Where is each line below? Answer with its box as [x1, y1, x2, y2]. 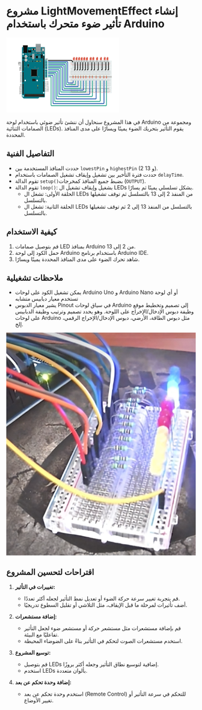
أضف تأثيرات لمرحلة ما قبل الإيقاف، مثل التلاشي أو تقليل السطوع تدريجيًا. [23, 601, 188, 608]
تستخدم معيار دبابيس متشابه [14, 295, 79, 302]
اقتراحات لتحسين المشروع [6, 567, 94, 578]
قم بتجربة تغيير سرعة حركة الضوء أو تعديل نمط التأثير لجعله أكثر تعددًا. [23, 595, 180, 602]
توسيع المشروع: [14, 649, 51, 656]
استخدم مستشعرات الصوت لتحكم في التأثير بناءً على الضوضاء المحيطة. [23, 637, 183, 644]
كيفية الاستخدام [6, 227, 57, 237]
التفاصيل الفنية [6, 148, 55, 159]
